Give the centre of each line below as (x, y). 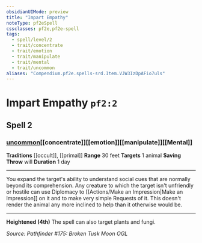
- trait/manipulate (36, 57)
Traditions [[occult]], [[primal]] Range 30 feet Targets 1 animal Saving (94, 155)
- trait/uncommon (33, 68)
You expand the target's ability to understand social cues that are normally (98, 179)
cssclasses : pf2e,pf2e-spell (43, 29)
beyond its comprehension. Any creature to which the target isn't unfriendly (100, 186)
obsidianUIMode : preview (37, 12)
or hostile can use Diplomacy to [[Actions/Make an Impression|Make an (95, 192)
